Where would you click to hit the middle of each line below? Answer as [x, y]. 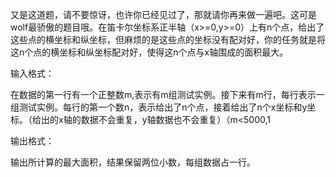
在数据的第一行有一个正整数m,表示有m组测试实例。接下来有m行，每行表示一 [167, 94]
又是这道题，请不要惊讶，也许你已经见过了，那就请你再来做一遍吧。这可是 [163, 14]
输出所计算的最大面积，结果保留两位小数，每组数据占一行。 [133, 162]
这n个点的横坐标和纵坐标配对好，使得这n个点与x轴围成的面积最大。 [149, 52]
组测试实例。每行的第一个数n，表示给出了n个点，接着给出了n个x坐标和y [159, 107]
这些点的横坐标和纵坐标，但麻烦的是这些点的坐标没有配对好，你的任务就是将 [168, 39]
